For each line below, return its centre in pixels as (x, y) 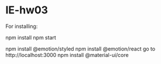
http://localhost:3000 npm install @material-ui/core (67, 55)
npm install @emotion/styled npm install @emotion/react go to (80, 49)
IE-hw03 (27, 10)
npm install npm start (31, 37)
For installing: (22, 26)
